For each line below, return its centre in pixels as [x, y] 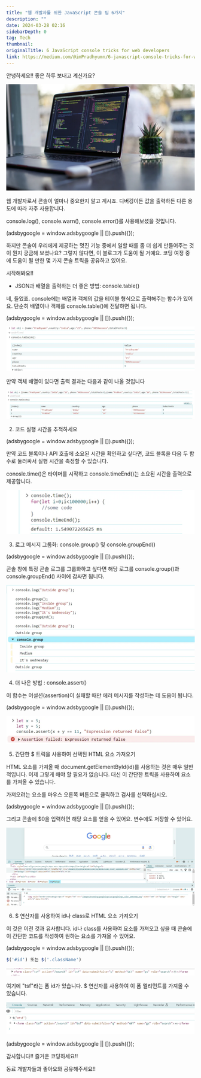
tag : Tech [19, 38]
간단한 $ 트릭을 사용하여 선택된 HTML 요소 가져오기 [75, 754]
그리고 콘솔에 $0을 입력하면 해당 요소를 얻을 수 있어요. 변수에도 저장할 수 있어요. [100, 819]
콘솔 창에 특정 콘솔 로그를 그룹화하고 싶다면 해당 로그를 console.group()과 [93, 568]
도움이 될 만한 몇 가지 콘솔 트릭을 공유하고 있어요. [70, 260]
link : [13, 57]
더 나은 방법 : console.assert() [51, 683]
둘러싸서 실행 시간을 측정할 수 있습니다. [63, 461]
